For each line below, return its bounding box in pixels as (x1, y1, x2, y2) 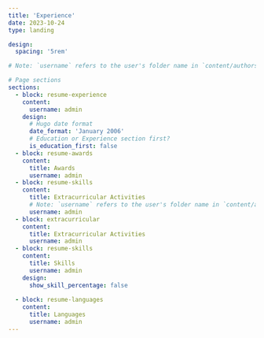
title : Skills (28, 259, 76, 267)
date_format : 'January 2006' (28, 128, 125, 136)
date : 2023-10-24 (8, 19, 65, 27)
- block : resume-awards (15, 149, 93, 158)
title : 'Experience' (8, 11, 76, 20)
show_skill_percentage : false (28, 281, 128, 289)
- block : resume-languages (15, 296, 104, 304)
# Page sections (8, 76, 61, 84)
